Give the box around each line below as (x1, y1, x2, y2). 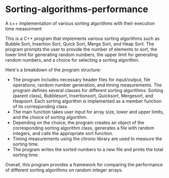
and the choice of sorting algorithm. (12, 114, 88, 120)
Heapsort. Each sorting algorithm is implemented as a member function (12, 98, 162, 104)
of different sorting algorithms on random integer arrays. (5, 167, 123, 173)
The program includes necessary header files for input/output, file (12, 76, 151, 82)
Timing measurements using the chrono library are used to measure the (12, 136, 162, 142)
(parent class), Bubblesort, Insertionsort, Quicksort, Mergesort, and (12, 93, 153, 99)
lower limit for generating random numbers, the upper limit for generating (5, 52, 158, 58)
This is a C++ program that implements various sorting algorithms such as (5, 35, 160, 41)
